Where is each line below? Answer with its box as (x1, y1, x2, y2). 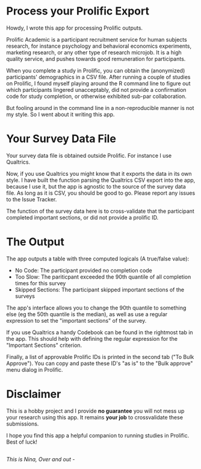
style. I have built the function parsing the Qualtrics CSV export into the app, (6, 176, 196, 184)
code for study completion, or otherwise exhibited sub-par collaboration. (6, 92, 187, 100)
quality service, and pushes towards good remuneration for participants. (6, 55, 186, 62)
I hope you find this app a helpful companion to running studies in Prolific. (6, 432, 190, 439)
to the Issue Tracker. (6, 195, 57, 203)
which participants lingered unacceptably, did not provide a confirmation (6, 86, 187, 93)
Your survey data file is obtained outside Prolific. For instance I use (6, 152, 172, 159)
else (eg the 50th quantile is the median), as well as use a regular (6, 310, 168, 318)
